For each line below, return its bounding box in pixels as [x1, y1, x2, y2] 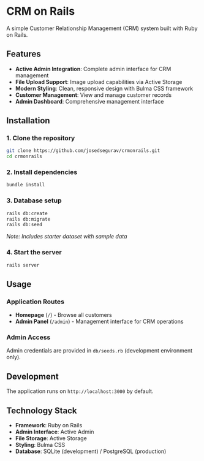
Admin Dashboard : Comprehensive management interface [15, 97, 164, 105]
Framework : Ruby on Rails [15, 422, 83, 429]
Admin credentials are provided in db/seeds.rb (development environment [6, 347, 193, 354]
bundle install [6, 182, 45, 188]
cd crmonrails [6, 153, 43, 160]
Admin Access [6, 333, 51, 341]
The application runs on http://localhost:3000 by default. [6, 387, 154, 395]
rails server [6, 262, 40, 268]
